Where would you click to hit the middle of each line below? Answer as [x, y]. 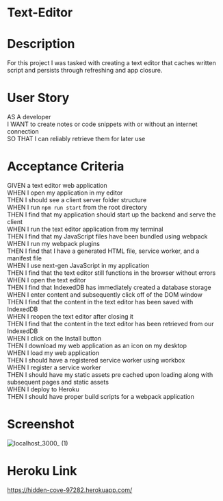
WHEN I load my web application [53, 353]
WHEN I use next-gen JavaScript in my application [78, 266]
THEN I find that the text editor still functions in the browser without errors [112, 273]
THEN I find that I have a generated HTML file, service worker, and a [103, 251]
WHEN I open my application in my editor [65, 193]
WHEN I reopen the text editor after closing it [70, 316]
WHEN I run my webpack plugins [54, 244]
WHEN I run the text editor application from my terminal [85, 229]
